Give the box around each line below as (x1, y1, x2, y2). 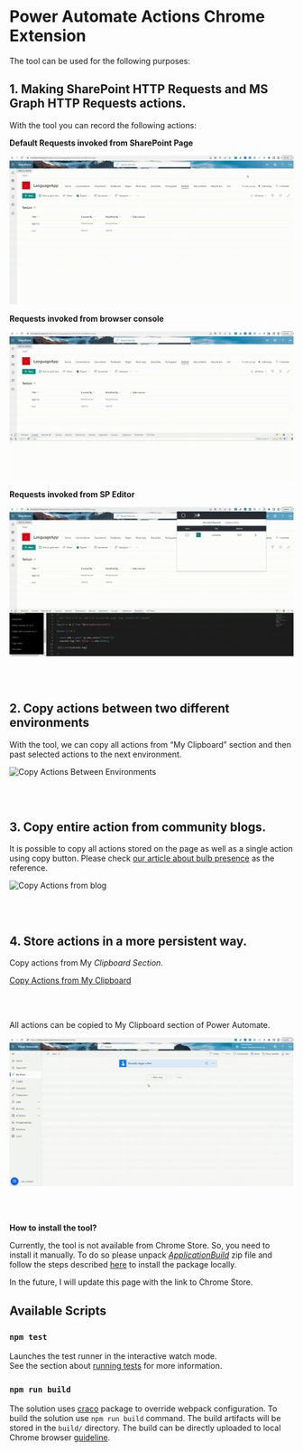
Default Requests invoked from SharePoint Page (9, 137, 194, 148)
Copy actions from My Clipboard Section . (9, 957, 164, 968)
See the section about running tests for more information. (9, 1361, 223, 1372)
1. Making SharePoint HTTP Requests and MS (9, 81, 269, 97)
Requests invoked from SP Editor (9, 489, 135, 500)
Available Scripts (9, 1303, 106, 1318)
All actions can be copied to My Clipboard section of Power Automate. (9, 1020, 271, 1031)
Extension (9, 25, 87, 46)
